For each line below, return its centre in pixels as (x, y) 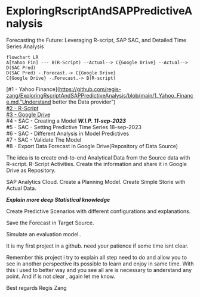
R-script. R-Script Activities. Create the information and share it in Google (96, 164)
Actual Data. (21, 188)
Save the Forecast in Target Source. (50, 223)
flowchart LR (22, 57)
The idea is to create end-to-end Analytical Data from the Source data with (98, 157)
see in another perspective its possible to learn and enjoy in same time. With (100, 264)
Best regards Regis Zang (36, 287)
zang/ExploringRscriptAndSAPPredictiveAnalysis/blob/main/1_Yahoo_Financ (100, 95)
